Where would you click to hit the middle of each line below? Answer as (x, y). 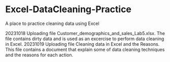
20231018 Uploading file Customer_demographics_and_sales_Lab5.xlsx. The (85, 33)
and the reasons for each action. (39, 55)
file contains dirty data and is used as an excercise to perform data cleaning (85, 39)
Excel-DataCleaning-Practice (69, 9)
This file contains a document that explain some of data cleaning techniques (85, 49)
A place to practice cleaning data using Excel (53, 23)
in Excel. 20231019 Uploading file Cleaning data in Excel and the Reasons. (82, 44)
